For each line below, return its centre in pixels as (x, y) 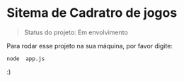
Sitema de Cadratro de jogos (92, 13)
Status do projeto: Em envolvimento (76, 32)
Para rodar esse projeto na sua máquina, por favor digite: (90, 46)
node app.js (26, 59)
